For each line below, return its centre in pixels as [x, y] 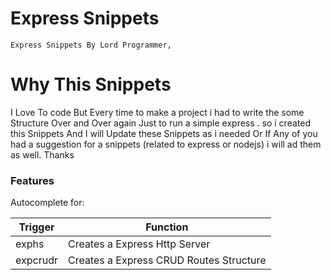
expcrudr [36, 260]
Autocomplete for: [47, 203]
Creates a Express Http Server [139, 244]
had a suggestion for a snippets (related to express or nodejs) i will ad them [166, 144]
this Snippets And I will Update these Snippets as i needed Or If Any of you [164, 133]
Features [32, 180]
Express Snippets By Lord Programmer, [91, 45]
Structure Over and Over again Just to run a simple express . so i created [160, 123]
